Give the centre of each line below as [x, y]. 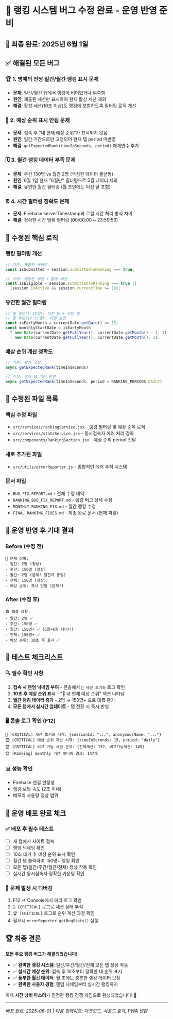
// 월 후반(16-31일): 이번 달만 [36, 318]
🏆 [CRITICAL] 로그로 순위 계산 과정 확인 [54, 913]
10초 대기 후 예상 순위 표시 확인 [44, 854]
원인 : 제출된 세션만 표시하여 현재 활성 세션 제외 [59, 99]
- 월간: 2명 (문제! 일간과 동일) [36, 575]
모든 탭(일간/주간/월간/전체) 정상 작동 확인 [55, 867]
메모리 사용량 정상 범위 [36, 796]
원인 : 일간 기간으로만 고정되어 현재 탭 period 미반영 [64, 139]
